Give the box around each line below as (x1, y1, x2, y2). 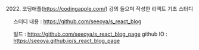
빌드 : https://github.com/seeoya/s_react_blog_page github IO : (13, 30, 168, 37)
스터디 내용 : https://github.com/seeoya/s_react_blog (13, 18, 142, 25)
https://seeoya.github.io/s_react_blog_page (13, 37, 120, 44)
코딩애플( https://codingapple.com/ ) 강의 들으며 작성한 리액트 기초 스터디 (21, 5, 194, 12)
